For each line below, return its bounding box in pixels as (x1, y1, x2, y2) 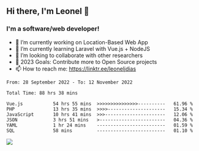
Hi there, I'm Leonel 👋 (6, 6, 90, 17)
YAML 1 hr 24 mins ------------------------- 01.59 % (6, 122, 193, 128)
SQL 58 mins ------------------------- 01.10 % (6, 127, 193, 134)
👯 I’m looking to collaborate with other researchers (15, 52, 143, 59)
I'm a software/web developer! (6, 25, 100, 33)
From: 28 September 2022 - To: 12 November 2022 (6, 79, 133, 85)
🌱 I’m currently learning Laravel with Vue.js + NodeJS (15, 45, 150, 52)
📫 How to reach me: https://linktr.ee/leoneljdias (15, 65, 137, 72)
